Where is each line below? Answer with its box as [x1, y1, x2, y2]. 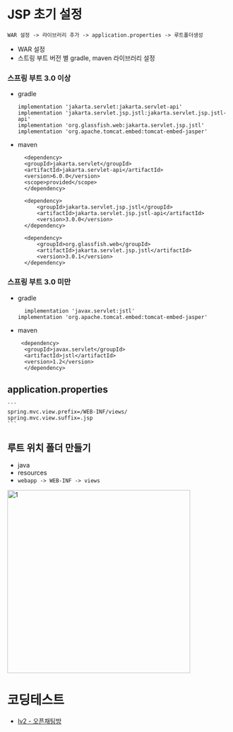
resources [17, 468, 47, 477]
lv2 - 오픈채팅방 [17, 717, 62, 726]
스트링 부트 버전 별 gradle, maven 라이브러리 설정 [17, 54, 155, 62]
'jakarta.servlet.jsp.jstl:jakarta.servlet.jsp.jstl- [65, 110, 227, 117]
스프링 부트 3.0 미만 [7, 277, 71, 287]
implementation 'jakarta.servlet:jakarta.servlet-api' [17, 103, 183, 110]
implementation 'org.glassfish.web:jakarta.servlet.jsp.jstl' [17, 122, 205, 129]
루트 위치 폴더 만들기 [7, 441, 91, 453]
